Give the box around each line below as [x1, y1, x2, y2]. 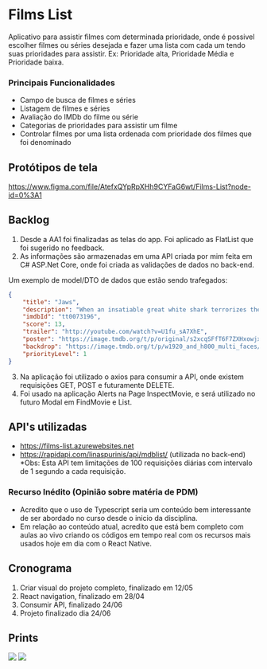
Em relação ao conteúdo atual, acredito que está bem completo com [19, 522, 244, 531]
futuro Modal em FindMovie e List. [19, 397, 133, 407]
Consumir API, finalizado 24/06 [19, 600, 123, 609]
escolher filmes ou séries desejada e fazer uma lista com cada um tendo [8, 40, 246, 49]
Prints [8, 631, 39, 644]
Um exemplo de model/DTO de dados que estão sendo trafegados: [8, 275, 228, 284]
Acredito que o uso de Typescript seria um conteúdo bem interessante [19, 504, 252, 514]
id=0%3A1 [8, 190, 42, 200]
